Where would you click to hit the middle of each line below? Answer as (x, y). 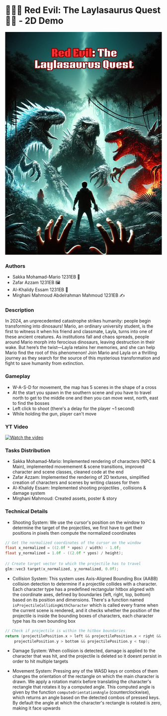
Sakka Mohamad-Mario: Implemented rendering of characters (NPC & (84, 461)
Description (20, 310)
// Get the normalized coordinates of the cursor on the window (73, 543)
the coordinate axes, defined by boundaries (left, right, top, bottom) (81, 594)
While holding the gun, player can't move (54, 413)
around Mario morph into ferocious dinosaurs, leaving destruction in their (80, 342)
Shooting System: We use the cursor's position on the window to (79, 522)
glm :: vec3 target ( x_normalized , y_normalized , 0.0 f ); (62, 569)
